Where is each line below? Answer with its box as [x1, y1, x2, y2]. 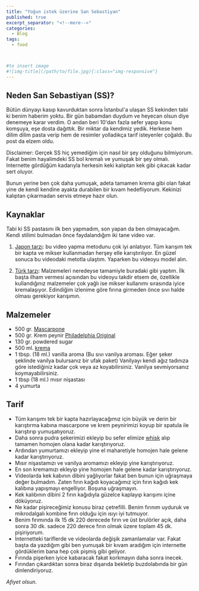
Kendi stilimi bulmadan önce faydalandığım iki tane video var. [6, 232, 156, 239]
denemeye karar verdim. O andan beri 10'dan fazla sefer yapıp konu [6, 119, 172, 126]
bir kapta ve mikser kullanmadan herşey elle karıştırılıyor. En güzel [14, 249, 176, 257]
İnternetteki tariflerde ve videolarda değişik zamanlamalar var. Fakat [14, 535, 181, 542]
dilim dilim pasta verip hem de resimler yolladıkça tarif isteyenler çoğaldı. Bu [6, 131, 192, 138]
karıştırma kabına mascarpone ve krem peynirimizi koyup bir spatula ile [14, 421, 189, 428]
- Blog [11, 31, 28, 37]
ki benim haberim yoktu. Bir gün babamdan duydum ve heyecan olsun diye [6, 112, 189, 119]
